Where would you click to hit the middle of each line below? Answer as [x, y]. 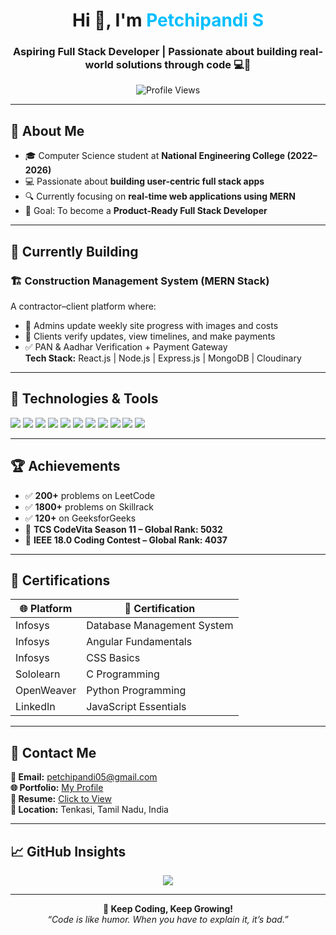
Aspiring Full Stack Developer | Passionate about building [155, 52]
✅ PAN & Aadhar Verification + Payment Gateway [126, 346]
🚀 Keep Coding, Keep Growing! [168, 909]
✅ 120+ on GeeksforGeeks [80, 518]
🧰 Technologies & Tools [84, 399]
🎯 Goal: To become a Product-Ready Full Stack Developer [146, 211]
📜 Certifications [60, 580]
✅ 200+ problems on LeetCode [90, 495]
